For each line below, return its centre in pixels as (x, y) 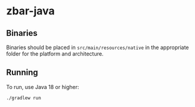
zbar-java (30, 11)
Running (22, 73)
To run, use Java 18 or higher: (43, 87)
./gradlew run (24, 98)
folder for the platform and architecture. (55, 54)
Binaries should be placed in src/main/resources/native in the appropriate (97, 47)
